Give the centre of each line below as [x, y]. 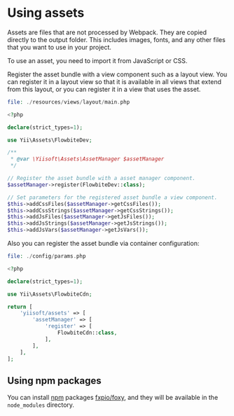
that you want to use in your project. [60, 47]
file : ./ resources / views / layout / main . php [69, 102]
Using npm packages [54, 381]
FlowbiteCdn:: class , [87, 333]
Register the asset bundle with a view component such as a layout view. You [117, 74]
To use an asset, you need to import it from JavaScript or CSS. [97, 60]
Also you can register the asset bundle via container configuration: [103, 244]
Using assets [46, 13]
